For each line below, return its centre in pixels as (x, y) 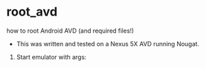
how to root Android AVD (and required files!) (70, 31)
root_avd (32, 12)
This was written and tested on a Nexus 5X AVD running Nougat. (108, 44)
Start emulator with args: (51, 57)
